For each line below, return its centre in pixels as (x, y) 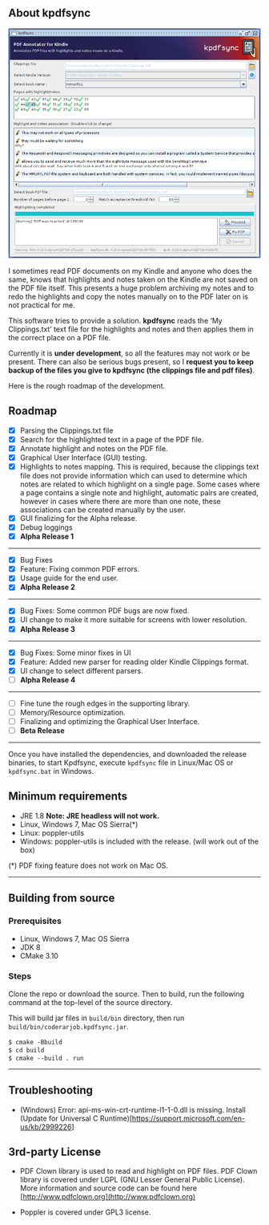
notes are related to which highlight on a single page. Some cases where (140, 484)
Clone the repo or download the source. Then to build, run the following (126, 994)
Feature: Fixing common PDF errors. (80, 569)
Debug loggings (46, 527)
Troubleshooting (51, 1091)
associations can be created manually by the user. (102, 510)
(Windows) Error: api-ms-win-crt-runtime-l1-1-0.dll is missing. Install (132, 1109)
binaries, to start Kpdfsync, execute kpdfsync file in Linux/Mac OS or (121, 763)
